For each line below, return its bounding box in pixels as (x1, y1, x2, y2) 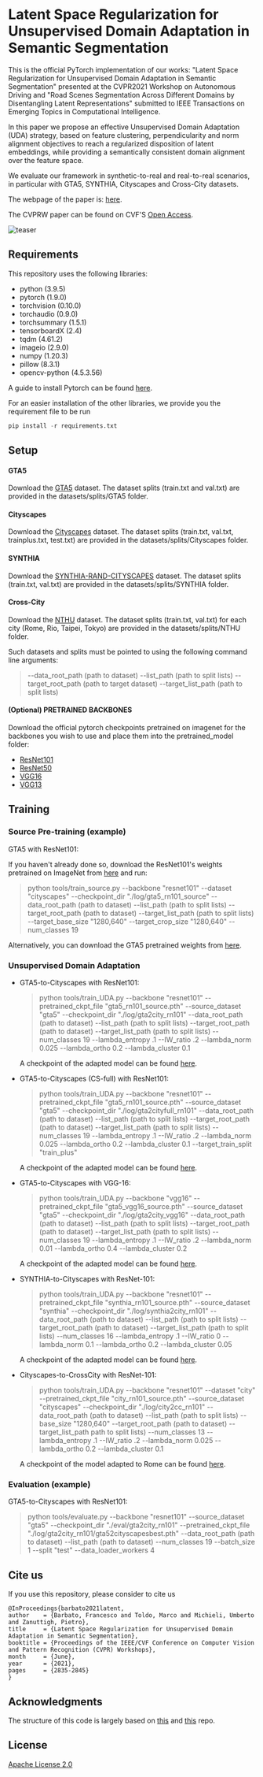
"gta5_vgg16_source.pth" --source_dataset (104, 1202, 243, 1211)
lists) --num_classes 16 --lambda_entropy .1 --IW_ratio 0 (38, 1331, 221, 1341)
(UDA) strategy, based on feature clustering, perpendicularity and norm (8, 130, 239, 139)
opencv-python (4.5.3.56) (19, 368, 103, 377)
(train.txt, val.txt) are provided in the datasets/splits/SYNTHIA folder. (8, 579, 229, 588)
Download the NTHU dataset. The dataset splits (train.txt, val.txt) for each (8, 614, 247, 624)
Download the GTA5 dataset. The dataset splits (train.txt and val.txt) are (8, 483, 240, 493)
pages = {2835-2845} (8, 1667, 89, 1675)
